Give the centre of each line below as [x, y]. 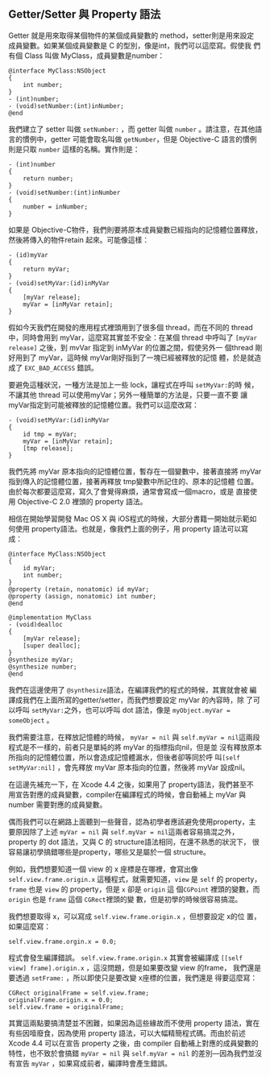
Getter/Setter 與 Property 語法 [85, 14]
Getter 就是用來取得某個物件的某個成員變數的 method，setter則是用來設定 [131, 35]
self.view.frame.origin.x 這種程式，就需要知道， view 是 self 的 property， [135, 879]
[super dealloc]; [52, 646]
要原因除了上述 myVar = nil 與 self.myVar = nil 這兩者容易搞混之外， [124, 831]
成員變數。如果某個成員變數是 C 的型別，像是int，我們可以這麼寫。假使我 [130, 45]
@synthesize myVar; [41, 660]
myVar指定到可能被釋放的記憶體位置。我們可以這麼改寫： [104, 404]
